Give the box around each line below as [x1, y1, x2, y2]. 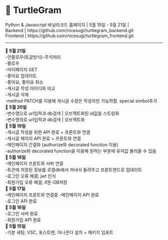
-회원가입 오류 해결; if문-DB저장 [5, 179, 67, 185]
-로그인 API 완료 [5, 198, 37, 204]
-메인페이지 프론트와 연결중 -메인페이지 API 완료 [5, 191, 99, 197]
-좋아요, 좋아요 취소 [5, 79, 43, 85]
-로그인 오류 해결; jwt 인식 [5, 173, 56, 179]
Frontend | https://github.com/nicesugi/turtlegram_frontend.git [5, 33, 134, 39]
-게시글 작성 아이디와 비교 [5, 85, 55, 91]
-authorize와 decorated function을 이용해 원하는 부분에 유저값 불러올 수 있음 [5, 148, 156, 154]
